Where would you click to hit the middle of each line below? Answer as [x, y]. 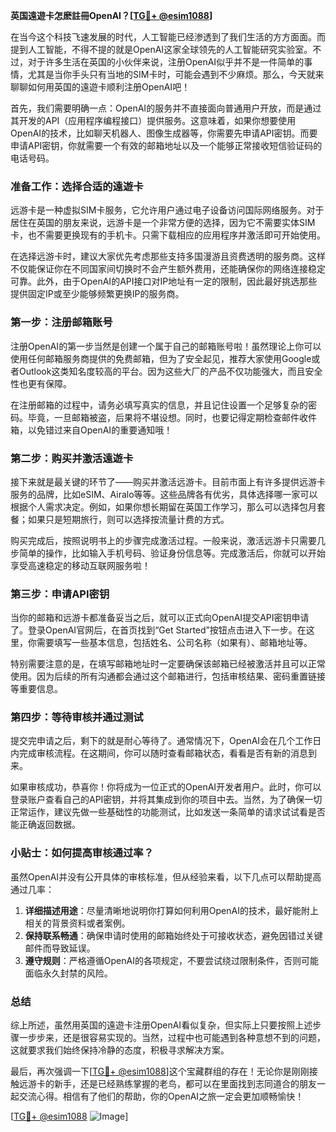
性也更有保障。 [41, 383]
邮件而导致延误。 [60, 948]
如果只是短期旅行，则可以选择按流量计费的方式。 [128, 519]
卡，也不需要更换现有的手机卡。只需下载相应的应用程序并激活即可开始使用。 [168, 235]
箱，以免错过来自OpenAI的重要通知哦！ [91, 430]
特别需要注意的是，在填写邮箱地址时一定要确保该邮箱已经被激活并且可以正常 [168, 664]
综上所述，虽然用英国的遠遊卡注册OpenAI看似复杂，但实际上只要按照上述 [161, 1025]
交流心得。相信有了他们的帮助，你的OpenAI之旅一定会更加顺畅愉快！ [161, 1096]
